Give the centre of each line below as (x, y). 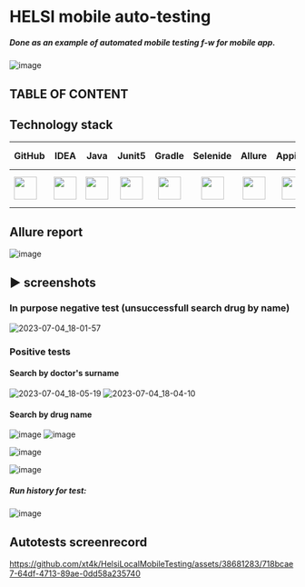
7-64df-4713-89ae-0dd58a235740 (75, 573)
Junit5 (132, 156)
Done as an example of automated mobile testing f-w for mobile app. (143, 42)
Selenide (212, 156)
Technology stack (61, 124)
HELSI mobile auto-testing (110, 17)
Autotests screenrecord (79, 542)
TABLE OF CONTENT (69, 94)
